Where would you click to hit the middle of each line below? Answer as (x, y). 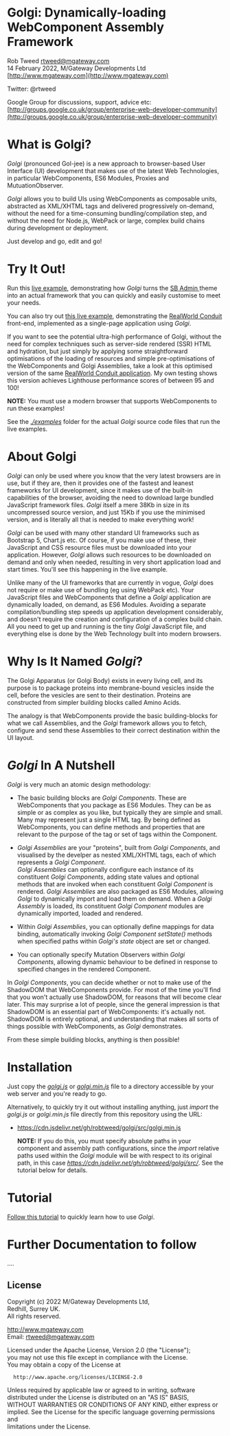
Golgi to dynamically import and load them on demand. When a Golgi (115, 899)
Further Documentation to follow (102, 1244)
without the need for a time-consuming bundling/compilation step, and (107, 213)
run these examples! (36, 408)
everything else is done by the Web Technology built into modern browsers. (114, 633)
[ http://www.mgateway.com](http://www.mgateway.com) (88, 75)
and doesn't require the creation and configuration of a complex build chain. (115, 619)
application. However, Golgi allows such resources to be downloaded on (109, 554)
